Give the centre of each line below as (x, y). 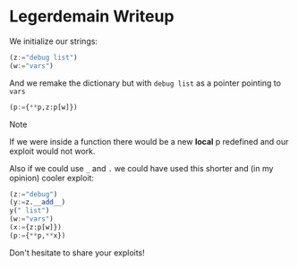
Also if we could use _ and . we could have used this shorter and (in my (141, 168)
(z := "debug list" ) (43, 57)
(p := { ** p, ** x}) (38, 235)
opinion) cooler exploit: (52, 178)
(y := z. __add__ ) (38, 203)
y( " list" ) (30, 211)
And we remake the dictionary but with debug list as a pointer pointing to (145, 83)
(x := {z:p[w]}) (36, 228)
